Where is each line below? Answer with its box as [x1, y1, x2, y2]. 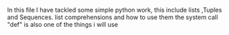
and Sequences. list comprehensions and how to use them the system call [7, 13, 219, 21]
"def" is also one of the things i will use [7, 21, 119, 28]
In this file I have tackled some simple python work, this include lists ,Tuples [7, 6, 222, 14]
